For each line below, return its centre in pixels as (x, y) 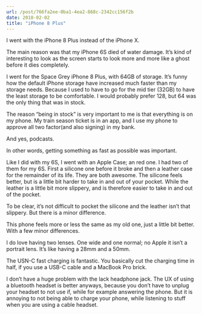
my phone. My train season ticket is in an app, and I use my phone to (92, 121)
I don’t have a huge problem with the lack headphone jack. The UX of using (100, 279)
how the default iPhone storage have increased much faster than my (92, 83)
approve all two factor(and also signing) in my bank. (71, 127)
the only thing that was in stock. (46, 102)
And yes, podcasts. (30, 139)
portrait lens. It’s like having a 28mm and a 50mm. (68, 249)
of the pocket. (24, 195)
